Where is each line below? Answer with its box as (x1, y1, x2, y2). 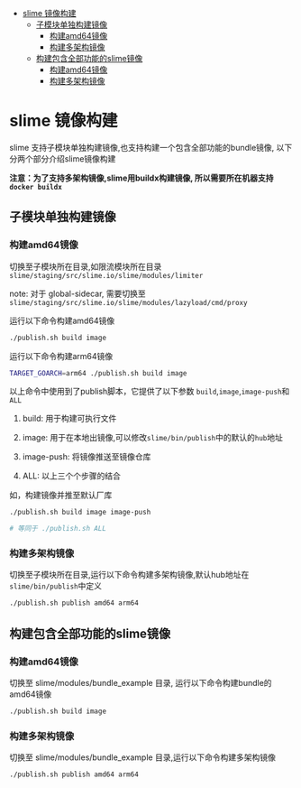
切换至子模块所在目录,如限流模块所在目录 (9, 261, 162, 272)
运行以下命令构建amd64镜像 (9, 315, 115, 326)
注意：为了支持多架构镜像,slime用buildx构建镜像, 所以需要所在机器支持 (9, 172, 274, 183)
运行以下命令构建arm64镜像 (9, 350, 114, 361)
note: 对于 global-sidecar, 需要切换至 (9, 288, 146, 299)
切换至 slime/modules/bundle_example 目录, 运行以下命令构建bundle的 (9, 677, 272, 688)
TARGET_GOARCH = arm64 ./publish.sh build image (9, 368, 187, 377)
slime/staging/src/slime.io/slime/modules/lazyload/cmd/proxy (9, 298, 248, 307)
